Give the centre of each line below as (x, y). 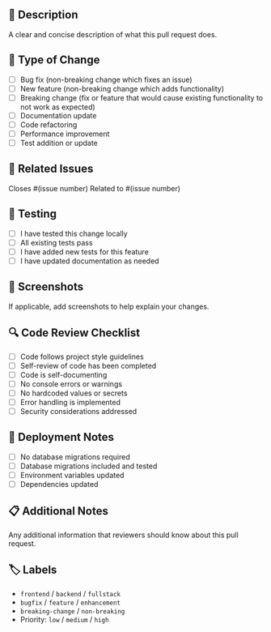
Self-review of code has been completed (88, 365)
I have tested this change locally (74, 233)
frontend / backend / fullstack (70, 593)
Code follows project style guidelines (82, 357)
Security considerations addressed (78, 411)
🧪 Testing (33, 214)
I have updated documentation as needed (89, 261)
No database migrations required (75, 457)
